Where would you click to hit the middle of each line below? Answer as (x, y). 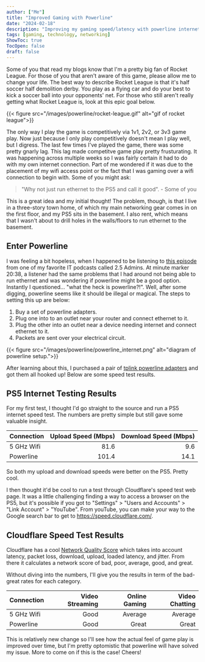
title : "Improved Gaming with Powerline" (60, 18)
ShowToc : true (24, 40)
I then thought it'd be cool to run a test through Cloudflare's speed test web (101, 490)
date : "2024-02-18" (31, 23)
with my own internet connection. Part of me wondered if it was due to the (100, 164)
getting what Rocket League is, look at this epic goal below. (81, 101)
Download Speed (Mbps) (158, 436)
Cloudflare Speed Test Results (65, 535)
